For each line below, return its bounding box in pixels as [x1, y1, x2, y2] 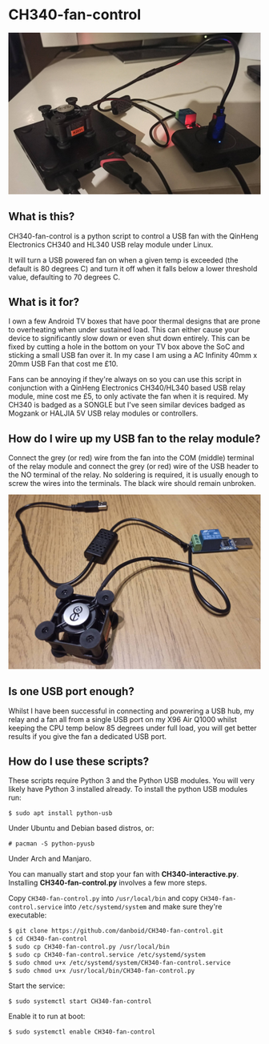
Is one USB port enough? [8, 685, 134, 698]
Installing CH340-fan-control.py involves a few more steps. [8, 878, 207, 888]
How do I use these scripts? [8, 754, 150, 768]
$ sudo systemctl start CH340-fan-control [8, 998, 152, 1006]
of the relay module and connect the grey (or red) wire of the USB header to [8, 462, 259, 472]
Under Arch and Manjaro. [8, 854, 92, 864]
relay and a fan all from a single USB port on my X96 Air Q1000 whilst [8, 714, 238, 724]
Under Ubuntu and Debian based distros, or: [8, 823, 155, 833]
